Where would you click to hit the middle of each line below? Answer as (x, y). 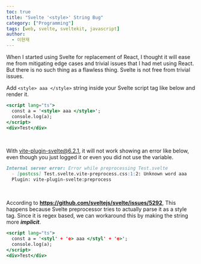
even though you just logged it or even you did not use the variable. (90, 157)
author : (16, 34)
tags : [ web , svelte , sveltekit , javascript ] (63, 29)
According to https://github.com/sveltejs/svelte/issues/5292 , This (91, 203)
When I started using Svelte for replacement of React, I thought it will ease (98, 57)
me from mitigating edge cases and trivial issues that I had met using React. (100, 63)
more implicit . (24, 222)
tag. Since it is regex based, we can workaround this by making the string (97, 215)
